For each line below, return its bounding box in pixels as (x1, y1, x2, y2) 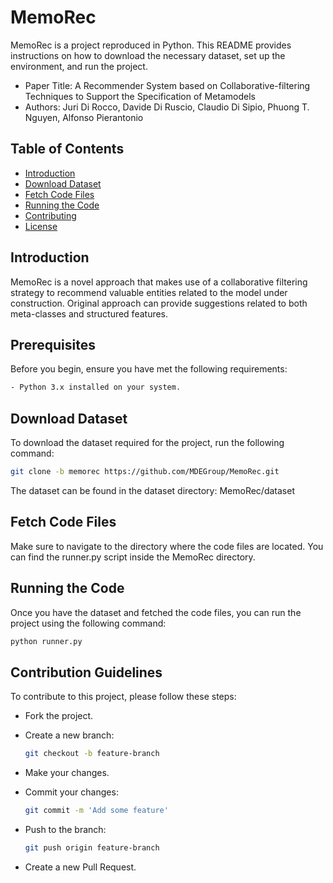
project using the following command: (10, 617, 167, 629)
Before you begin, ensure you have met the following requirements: (10, 363, 288, 375)
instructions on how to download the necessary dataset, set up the (10, 49, 286, 61)
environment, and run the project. (10, 60, 148, 72)
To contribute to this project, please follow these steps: (10, 691, 237, 703)
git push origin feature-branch (24, 843, 160, 853)
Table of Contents (10, 141, 125, 158)
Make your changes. (24, 767, 110, 779)
